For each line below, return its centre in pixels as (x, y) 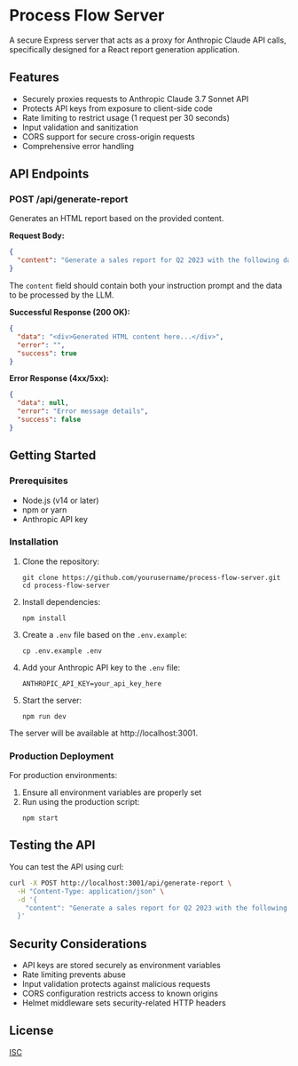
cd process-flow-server (66, 585)
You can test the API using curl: (67, 866)
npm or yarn (44, 509)
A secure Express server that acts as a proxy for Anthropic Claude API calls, (148, 40)
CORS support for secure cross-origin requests (108, 136)
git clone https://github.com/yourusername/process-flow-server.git (151, 577)
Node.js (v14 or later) (60, 500)
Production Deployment (62, 756)
